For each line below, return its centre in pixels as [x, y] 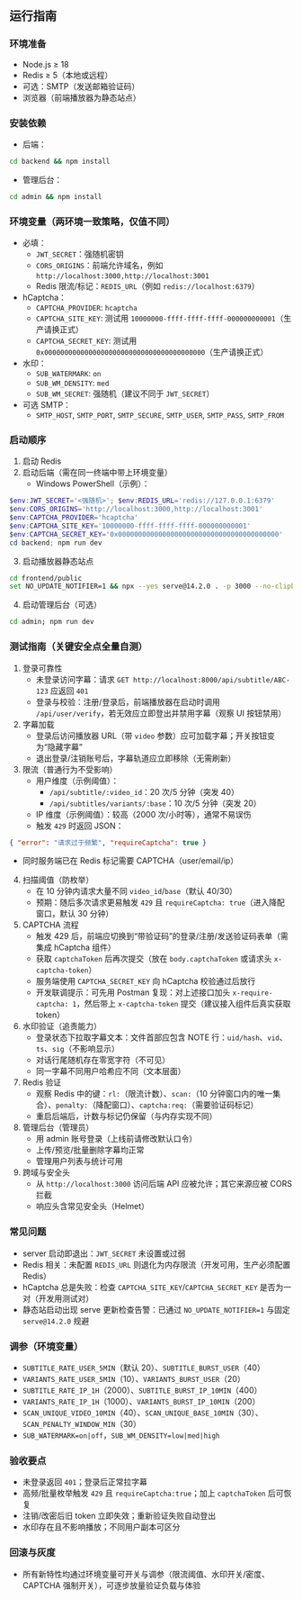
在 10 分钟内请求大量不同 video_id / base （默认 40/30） [137, 891]
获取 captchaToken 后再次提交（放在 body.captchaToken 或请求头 [154, 959]
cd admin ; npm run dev [52, 622]
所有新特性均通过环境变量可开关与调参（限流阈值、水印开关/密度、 [146, 1574]
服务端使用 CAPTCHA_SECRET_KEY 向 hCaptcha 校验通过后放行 [146, 981]
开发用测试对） [66, 1298]
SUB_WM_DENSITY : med [72, 383]
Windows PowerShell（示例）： [93, 483]
